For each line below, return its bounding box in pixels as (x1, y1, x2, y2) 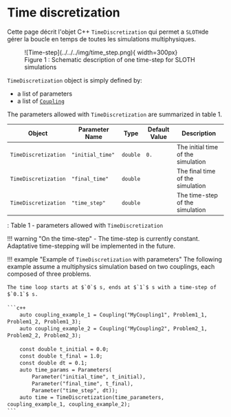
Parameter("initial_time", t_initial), (32, 373, 146, 380)
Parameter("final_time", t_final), (32, 380, 134, 387)
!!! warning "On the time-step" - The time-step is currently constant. (7, 234, 200, 242)
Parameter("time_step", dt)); (32, 387, 118, 394)
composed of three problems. (7, 270, 91, 278)
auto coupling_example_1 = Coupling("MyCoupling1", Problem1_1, (19, 311, 208, 318)
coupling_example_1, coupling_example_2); (7, 400, 131, 407)
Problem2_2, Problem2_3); (7, 332, 81, 339)
